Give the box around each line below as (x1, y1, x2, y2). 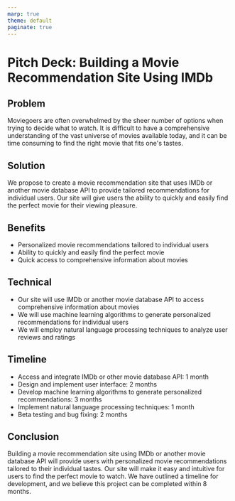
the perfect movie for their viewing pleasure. (7, 201, 138, 210)
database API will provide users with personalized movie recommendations (7, 457, 227, 465)
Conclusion (7, 431, 60, 443)
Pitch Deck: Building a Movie (7, 54, 180, 70)
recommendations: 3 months (17, 395, 102, 404)
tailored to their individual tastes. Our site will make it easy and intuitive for (7, 465, 225, 473)
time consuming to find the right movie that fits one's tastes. (7, 139, 183, 148)
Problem (7, 97, 46, 109)
